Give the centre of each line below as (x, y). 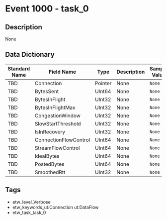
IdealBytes (47, 156)
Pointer (103, 83)
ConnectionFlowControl (62, 140)
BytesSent (47, 91)
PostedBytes (49, 164)
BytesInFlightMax (55, 108)
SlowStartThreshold (58, 123)
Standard (19, 69)
